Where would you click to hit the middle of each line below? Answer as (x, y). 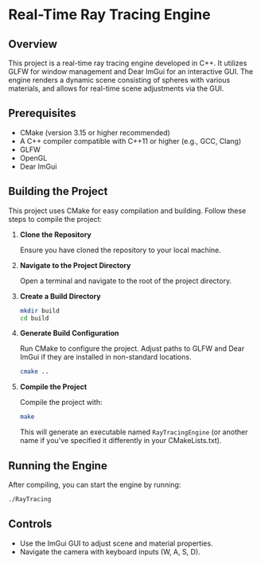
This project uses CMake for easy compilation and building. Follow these (127, 210)
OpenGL (33, 158)
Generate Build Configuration (69, 333)
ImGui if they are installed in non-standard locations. (105, 357)
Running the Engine (58, 466)
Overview (33, 44)
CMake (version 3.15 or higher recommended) (95, 132)
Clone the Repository (55, 234)
